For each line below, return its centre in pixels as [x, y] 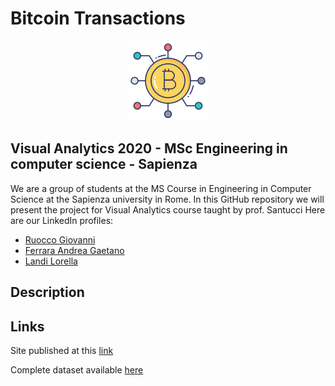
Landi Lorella [51, 261]
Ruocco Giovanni [60, 239]
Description [47, 292]
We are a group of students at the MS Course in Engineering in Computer [161, 188]
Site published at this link [62, 350]
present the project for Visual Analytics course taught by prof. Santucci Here [168, 209]
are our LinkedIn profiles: [62, 220]
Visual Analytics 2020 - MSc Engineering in [149, 148]
